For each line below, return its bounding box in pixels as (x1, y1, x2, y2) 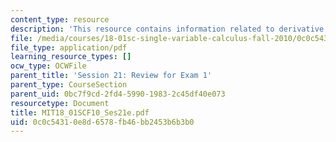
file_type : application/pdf (10, 42, 128, 53)
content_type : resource (10, 14, 110, 25)
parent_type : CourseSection (10, 80, 128, 90)
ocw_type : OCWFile (10, 61, 87, 71)
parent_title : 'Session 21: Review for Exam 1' (10, 71, 213, 81)
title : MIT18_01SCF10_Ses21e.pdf (10, 107, 150, 118)
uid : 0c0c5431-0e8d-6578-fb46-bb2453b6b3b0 (10, 117, 195, 127)
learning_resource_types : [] (10, 52, 132, 62)
